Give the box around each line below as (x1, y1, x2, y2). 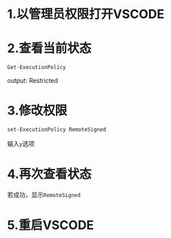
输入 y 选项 (7, 139, 35, 147)
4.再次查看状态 (7, 167, 92, 182)
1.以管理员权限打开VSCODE (7, 6, 165, 22)
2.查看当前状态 (7, 41, 92, 56)
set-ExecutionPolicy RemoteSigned (7, 126, 107, 133)
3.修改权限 (7, 103, 68, 118)
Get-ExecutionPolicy (7, 64, 67, 71)
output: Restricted (7, 77, 59, 84)
